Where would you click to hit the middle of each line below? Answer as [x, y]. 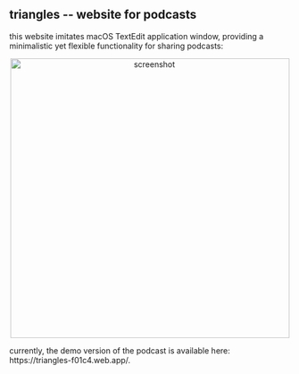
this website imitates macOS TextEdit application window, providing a [137, 36]
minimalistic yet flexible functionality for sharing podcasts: [116, 46]
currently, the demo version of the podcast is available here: [120, 350]
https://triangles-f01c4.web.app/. [70, 360]
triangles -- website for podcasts [103, 15]
